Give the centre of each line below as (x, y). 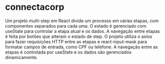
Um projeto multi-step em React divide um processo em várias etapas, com (82, 21)
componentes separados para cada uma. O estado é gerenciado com (76, 26)
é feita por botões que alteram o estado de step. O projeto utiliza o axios (79, 36)
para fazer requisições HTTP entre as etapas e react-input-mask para (76, 41)
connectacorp (35, 7)
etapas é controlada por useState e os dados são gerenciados (68, 52)
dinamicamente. (21, 57)
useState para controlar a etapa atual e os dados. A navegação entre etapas (82, 31)
